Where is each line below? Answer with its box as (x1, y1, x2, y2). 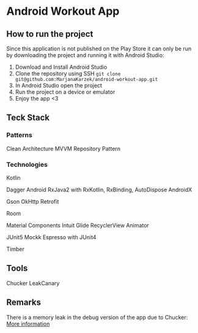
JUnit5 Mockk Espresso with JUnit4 (6, 233, 97, 240)
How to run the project (6, 29, 94, 39)
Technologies (6, 160, 48, 169)
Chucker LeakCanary (6, 279, 60, 286)
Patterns (6, 131, 32, 139)
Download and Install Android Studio (15, 63, 108, 71)
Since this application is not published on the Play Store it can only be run (6, 45, 191, 52)
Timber (6, 245, 24, 253)
